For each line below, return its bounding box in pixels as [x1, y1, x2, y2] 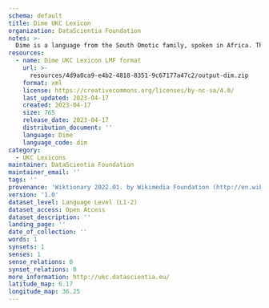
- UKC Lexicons [15, 153, 66, 161]
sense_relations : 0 [8, 257, 74, 265]
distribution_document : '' [22, 124, 113, 132]
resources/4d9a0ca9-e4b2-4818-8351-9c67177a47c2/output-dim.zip [29, 71, 249, 79]
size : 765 [22, 109, 56, 117]
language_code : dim [22, 138, 88, 147]
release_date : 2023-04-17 [22, 116, 110, 124]
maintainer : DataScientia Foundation [8, 161, 134, 169]
